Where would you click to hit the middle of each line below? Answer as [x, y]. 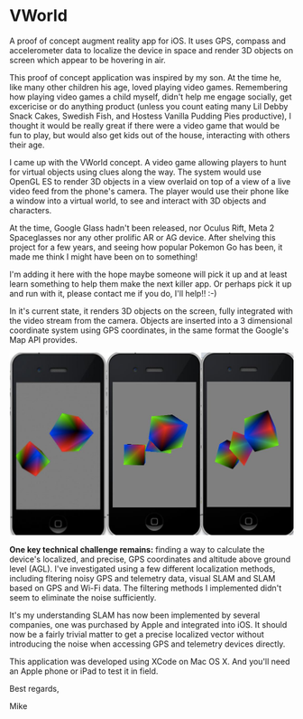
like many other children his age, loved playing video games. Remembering [149, 87]
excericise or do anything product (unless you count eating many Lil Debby [149, 106]
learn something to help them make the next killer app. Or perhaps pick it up [151, 284]
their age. [27, 145]
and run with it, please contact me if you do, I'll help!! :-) [113, 293]
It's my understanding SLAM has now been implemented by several [135, 615]
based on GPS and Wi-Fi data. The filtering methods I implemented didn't [146, 588]
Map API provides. [44, 339]
